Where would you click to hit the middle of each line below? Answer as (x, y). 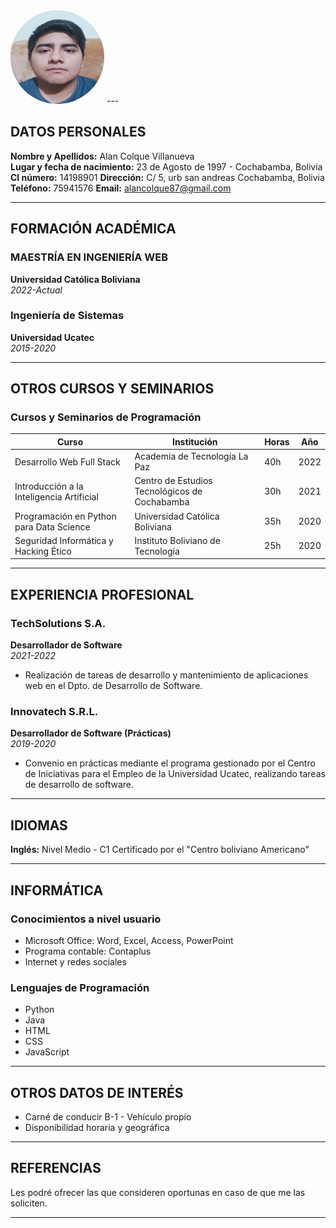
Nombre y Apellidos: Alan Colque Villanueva (102, 156)
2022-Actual (36, 290)
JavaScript (47, 1052)
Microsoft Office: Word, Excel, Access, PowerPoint (129, 940)
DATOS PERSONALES (78, 132)
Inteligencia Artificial (56, 496)
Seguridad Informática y (64, 540)
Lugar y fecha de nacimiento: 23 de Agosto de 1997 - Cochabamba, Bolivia (166, 166)
